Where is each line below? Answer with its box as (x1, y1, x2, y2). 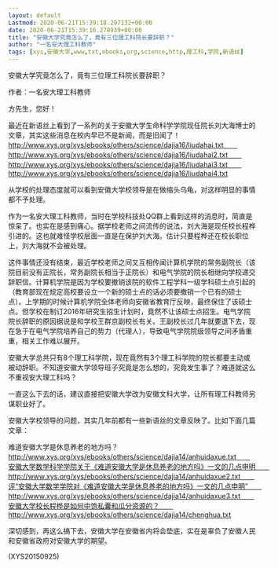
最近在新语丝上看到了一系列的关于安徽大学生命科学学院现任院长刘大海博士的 (8, 121, 256, 130)
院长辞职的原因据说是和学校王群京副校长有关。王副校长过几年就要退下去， (8, 317, 249, 326)
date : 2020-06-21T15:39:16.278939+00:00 (8, 26, 143, 34)
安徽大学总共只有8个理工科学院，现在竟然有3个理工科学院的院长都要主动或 (8, 353, 251, 362)
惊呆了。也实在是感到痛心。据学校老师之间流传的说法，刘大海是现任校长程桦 (8, 222, 256, 230)
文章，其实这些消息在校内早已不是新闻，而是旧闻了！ (8, 130, 181, 140)
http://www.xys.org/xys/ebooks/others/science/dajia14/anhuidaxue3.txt (8, 492, 241, 500)
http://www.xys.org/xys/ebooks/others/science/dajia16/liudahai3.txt (8, 160, 229, 169)
